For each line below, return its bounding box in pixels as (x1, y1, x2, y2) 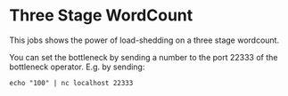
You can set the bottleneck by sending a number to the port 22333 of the (9, 52, 278, 62)
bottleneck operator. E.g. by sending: (9, 61, 145, 72)
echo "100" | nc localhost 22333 (9, 78, 134, 87)
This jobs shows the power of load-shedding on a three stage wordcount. (9, 35, 279, 45)
